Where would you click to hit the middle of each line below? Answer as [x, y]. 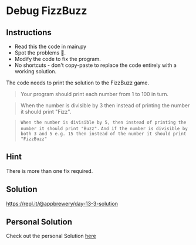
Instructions [29, 33]
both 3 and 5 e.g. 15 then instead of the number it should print [103, 134]
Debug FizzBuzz [47, 11]
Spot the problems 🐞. [40, 53]
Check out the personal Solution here [51, 236]
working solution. [36, 71]
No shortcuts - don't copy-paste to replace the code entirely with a [96, 65]
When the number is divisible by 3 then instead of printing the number [105, 106]
